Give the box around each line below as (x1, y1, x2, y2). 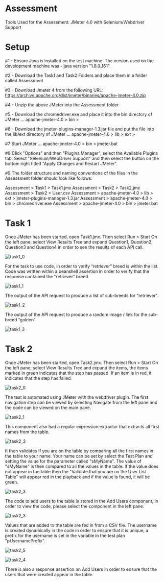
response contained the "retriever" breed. (5, 273, 90, 279)
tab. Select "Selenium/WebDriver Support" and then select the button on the (5, 155, 159, 161)
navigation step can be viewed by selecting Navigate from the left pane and (5, 399, 158, 405)
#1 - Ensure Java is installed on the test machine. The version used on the (5, 57, 154, 64)
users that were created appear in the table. (5, 571, 94, 577)
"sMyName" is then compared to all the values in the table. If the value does (5, 463, 159, 469)
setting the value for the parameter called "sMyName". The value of (5, 458, 141, 464)
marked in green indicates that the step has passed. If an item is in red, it (5, 370, 152, 376)
